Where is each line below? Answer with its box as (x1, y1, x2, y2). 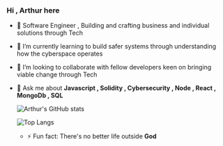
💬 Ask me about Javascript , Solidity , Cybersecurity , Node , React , (16, 84, 217, 92)
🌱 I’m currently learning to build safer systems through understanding (16, 42, 217, 51)
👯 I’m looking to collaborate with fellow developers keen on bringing (16, 63, 212, 72)
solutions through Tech (16, 29, 83, 37)
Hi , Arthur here (6, 6, 60, 15)
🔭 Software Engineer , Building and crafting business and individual (16, 22, 210, 30)
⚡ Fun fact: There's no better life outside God (26, 132, 157, 140)
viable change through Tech (16, 70, 98, 79)
